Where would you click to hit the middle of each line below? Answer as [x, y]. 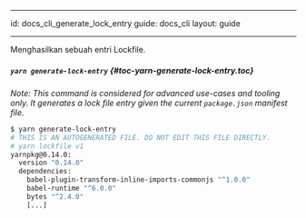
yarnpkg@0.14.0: [41, 154]
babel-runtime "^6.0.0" [72, 188]
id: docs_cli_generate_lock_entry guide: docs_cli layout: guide [126, 23]
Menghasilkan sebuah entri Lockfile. [78, 50]
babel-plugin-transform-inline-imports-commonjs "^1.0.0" [138, 180]
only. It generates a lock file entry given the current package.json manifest [149, 103]
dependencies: [45, 172]
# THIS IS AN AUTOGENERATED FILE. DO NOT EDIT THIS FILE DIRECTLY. [141, 137]
